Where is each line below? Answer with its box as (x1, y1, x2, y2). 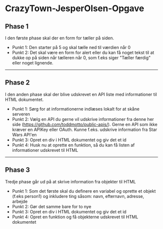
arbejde (12, 198, 28, 204)
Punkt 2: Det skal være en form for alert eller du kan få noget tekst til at (12, 49, 154, 55)
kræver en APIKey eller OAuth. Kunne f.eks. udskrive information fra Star (12, 127, 158, 132)
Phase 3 (5, 166, 30, 174)
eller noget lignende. (12, 60, 53, 65)
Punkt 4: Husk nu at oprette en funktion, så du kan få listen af (12, 142, 135, 148)
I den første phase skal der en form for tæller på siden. (5, 35, 114, 41)
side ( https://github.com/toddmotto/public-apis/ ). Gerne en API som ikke (12, 121, 158, 127)
